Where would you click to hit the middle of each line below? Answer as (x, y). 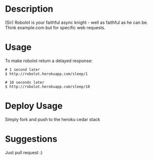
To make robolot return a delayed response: (49, 61)
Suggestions (31, 139)
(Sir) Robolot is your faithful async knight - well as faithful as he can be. (76, 22)
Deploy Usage (34, 106)
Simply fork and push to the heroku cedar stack (53, 119)
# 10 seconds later (25, 82)
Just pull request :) (24, 152)
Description (29, 9)
